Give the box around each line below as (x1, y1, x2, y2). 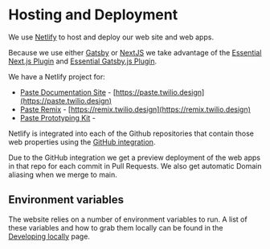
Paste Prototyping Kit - (19, 112, 96, 122)
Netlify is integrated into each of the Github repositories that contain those (8, 129, 255, 138)
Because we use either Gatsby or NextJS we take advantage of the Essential (8, 47, 262, 57)
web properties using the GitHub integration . (8, 137, 156, 146)
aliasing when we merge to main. (8, 169, 118, 179)
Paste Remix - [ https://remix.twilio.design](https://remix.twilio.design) (19, 104, 252, 114)
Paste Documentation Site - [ (19, 87, 117, 97)
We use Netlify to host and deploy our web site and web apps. (8, 32, 215, 42)
